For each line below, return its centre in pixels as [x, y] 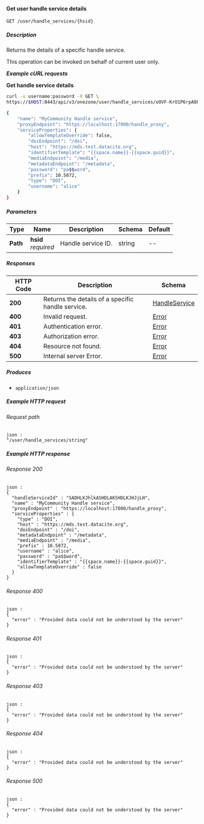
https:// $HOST [24, 102]
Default [159, 229]
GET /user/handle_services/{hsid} [50, 21]
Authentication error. [73, 326]
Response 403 [25, 686]
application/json [37, 388]
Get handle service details [40, 86]
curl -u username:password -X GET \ [53, 97]
